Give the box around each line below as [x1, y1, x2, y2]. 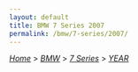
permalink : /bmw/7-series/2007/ [9, 29, 128, 38]
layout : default [9, 12, 69, 22]
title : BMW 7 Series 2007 [9, 21, 104, 30]
